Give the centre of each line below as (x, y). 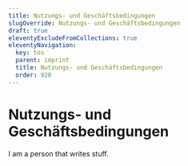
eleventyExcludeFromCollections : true (73, 38)
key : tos (30, 53)
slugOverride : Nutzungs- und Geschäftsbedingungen (94, 23)
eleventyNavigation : (43, 45)
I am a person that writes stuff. (59, 153)
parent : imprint (42, 61)
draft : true (28, 30)
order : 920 (34, 75)
